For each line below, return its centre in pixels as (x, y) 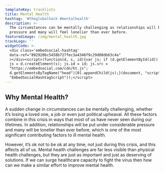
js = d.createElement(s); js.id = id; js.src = (59, 64)
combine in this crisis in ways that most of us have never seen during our (79, 119)
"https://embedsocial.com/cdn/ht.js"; (49, 69)
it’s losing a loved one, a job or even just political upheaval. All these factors (81, 114)
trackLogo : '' (20, 41)
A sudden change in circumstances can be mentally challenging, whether (79, 109)
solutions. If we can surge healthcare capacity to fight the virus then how (79, 160)
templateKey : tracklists (30, 10)
